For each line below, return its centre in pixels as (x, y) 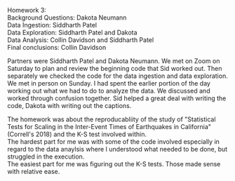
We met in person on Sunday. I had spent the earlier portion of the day (109, 83)
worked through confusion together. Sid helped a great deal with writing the (117, 98)
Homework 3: (27, 10)
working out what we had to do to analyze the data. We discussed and (109, 91)
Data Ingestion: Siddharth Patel (52, 25)
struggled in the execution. (46, 156)
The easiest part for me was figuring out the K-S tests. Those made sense (114, 164)
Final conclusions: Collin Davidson (57, 47)
